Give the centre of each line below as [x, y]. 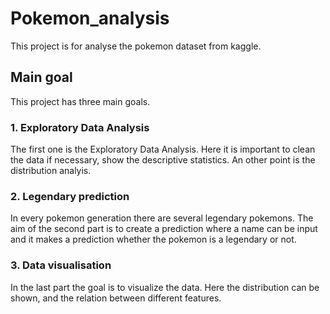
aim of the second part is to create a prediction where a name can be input [164, 229]
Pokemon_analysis [90, 18]
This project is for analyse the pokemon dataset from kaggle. [136, 46]
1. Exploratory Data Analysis [80, 127]
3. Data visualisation [61, 265]
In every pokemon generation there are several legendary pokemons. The [162, 218]
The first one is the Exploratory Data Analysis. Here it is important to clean [163, 149]
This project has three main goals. [80, 101]
